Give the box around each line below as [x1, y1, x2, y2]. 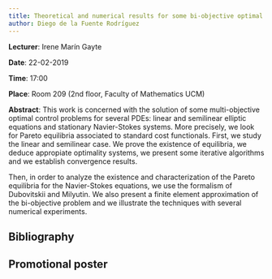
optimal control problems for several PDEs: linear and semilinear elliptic [8, 113, 247, 122]
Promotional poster [8, 257, 108, 272]
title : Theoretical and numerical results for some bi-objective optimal [8, 11, 264, 20]
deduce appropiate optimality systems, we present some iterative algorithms [8, 148, 265, 157]
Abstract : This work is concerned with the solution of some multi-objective [8, 105, 261, 114]
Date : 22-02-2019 [8, 58, 69, 67]
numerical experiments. [8, 206, 88, 216]
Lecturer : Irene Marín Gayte [8, 41, 102, 51]
